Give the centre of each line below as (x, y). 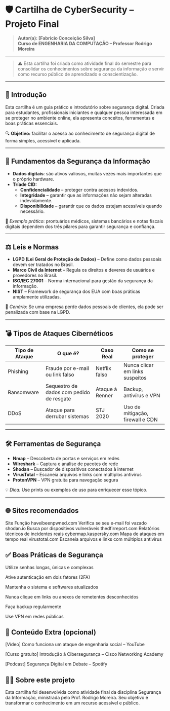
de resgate (58, 399)
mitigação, (136, 414)
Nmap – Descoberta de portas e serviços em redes (66, 458)
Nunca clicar (139, 365)
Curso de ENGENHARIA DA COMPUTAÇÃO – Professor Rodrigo (85, 43)
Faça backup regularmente (33, 607)
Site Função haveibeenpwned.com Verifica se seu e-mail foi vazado (76, 523)
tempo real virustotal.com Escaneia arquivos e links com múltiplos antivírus (83, 539)
